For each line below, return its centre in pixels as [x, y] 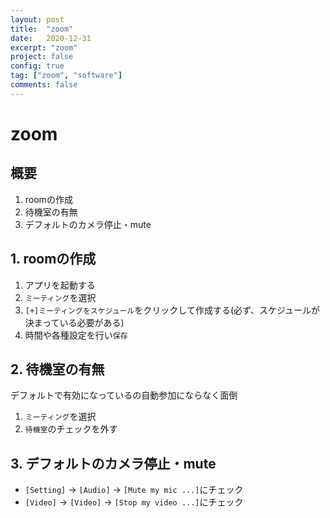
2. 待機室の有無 [57, 369]
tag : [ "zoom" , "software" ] [66, 76]
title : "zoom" [42, 29]
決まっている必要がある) [74, 322]
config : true [37, 66]
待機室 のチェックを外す [71, 429]
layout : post [37, 19]
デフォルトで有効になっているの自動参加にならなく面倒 [124, 395]
